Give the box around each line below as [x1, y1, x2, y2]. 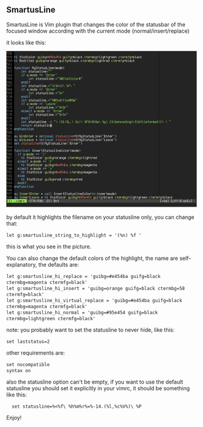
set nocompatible [6, 361, 50, 367]
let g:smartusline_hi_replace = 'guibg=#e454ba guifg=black [6, 273, 161, 279]
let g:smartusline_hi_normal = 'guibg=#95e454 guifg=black [6, 309, 158, 315]
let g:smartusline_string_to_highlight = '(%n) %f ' [6, 232, 142, 238]
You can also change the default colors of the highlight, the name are [6, 255, 178, 262]
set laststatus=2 [6, 338, 50, 344]
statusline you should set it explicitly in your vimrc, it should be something [6, 384, 190, 391]
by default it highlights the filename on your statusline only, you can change [6, 213, 195, 221]
